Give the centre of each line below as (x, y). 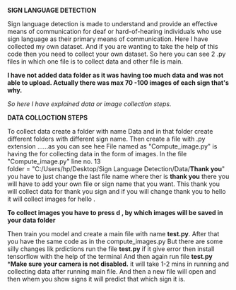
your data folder (31, 220)
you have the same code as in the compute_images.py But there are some (115, 241)
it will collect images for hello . (51, 199)
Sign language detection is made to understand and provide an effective (112, 24)
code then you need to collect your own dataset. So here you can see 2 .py (117, 54)
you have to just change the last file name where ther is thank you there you (118, 176)
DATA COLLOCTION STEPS (48, 117)
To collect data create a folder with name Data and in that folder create (110, 131)
